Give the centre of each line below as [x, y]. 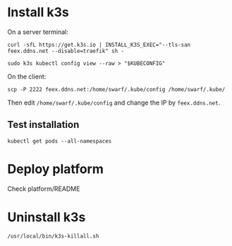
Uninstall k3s [47, 217]
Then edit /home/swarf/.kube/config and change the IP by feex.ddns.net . [114, 102]
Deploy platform [56, 169]
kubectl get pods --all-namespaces [60, 141]
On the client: [27, 76]
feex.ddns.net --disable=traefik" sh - [66, 51]
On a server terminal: [38, 32]
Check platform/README [44, 189]
